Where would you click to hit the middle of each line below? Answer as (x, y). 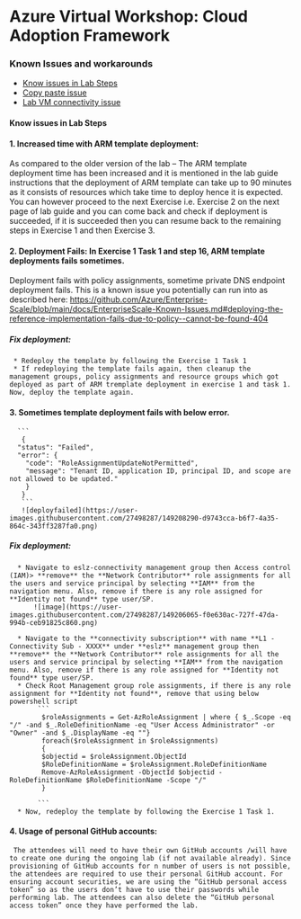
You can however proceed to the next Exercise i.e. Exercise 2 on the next (145, 202)
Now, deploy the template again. (72, 393)
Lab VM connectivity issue (71, 103)
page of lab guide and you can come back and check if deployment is (138, 211)
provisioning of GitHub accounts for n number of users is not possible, (150, 866)
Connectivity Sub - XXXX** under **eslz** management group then (134, 646)
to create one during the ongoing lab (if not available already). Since (150, 858)
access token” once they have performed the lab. (104, 906)
